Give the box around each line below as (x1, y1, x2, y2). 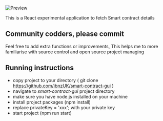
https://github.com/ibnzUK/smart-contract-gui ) (12, 83, 114, 89)
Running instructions (5, 64, 74, 72)
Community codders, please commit (5, 30, 125, 38)
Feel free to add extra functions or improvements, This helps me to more (5, 43, 158, 49)
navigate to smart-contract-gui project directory (12, 88, 115, 94)
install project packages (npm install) (12, 99, 91, 105)
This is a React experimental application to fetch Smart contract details (5, 15, 155, 21)
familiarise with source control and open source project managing (5, 49, 145, 55)
